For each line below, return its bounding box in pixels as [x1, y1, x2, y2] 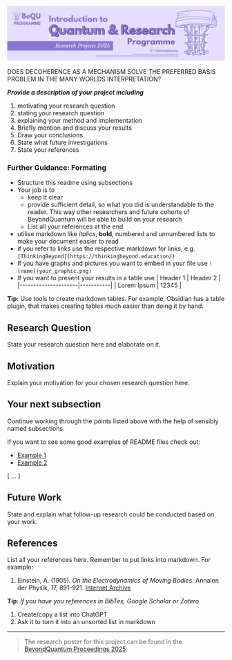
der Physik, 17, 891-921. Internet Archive [17, 583, 131, 592]
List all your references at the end [27, 222, 124, 231]
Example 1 [17, 451, 46, 459]
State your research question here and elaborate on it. [7, 340, 161, 349]
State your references [17, 146, 79, 154]
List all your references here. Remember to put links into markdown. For [7, 556, 211, 564]
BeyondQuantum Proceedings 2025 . [23, 645, 128, 653]
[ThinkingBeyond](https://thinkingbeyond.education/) [17, 253, 175, 260]
